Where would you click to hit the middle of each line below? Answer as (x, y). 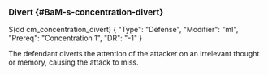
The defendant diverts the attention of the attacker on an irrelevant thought (134, 54)
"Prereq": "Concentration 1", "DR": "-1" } (76, 38)
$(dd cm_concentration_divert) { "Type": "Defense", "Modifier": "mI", (123, 30)
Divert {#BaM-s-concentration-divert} (86, 12)
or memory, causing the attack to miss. (74, 62)
